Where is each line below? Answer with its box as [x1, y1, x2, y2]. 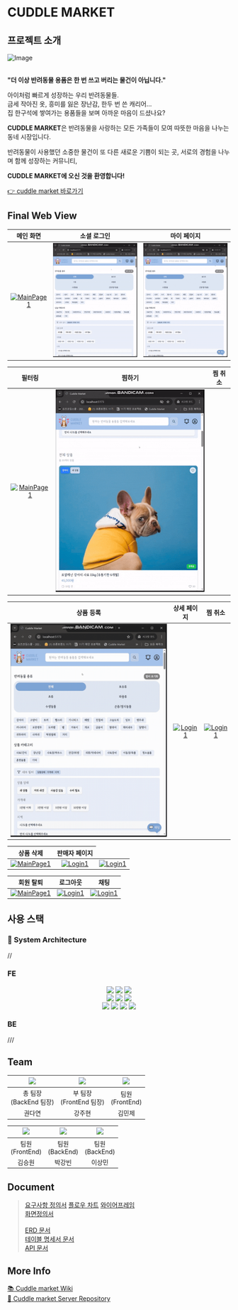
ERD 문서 [24, 1226, 51, 1235]
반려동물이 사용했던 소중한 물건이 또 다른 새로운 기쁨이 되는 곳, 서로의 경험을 [7, 148, 217, 156]
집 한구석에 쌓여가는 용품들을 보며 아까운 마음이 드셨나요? [7, 109, 166, 117]
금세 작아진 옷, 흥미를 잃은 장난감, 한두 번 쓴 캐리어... [7, 100, 152, 108]
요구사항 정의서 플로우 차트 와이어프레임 [24, 1201, 135, 1209]
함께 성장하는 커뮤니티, [14, 157, 78, 165]
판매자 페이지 [56, 848, 93, 857]
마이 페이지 [169, 231, 201, 240]
